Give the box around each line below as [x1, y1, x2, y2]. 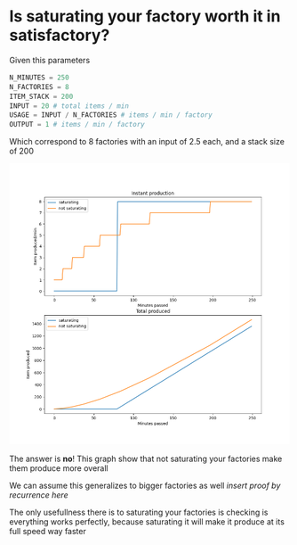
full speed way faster [9, 526, 86, 537]
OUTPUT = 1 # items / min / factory [9, 120, 145, 129]
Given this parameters [9, 54, 91, 65]
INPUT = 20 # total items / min [9, 101, 129, 111]
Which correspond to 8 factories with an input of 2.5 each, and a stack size [9, 136, 285, 147]
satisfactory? [9, 25, 110, 45]
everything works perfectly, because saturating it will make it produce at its [9, 516, 285, 527]
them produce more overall [9, 463, 108, 474]
